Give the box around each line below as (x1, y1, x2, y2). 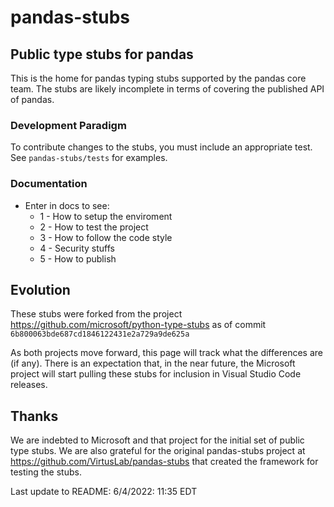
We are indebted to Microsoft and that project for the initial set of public (10, 434, 305, 446)
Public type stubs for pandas (10, 46, 194, 63)
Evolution (10, 281, 71, 298)
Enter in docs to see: (24, 199, 110, 211)
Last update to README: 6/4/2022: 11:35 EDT (10, 486, 198, 498)
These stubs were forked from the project (10, 308, 183, 320)
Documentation (10, 177, 88, 191)
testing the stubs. (10, 466, 82, 478)
